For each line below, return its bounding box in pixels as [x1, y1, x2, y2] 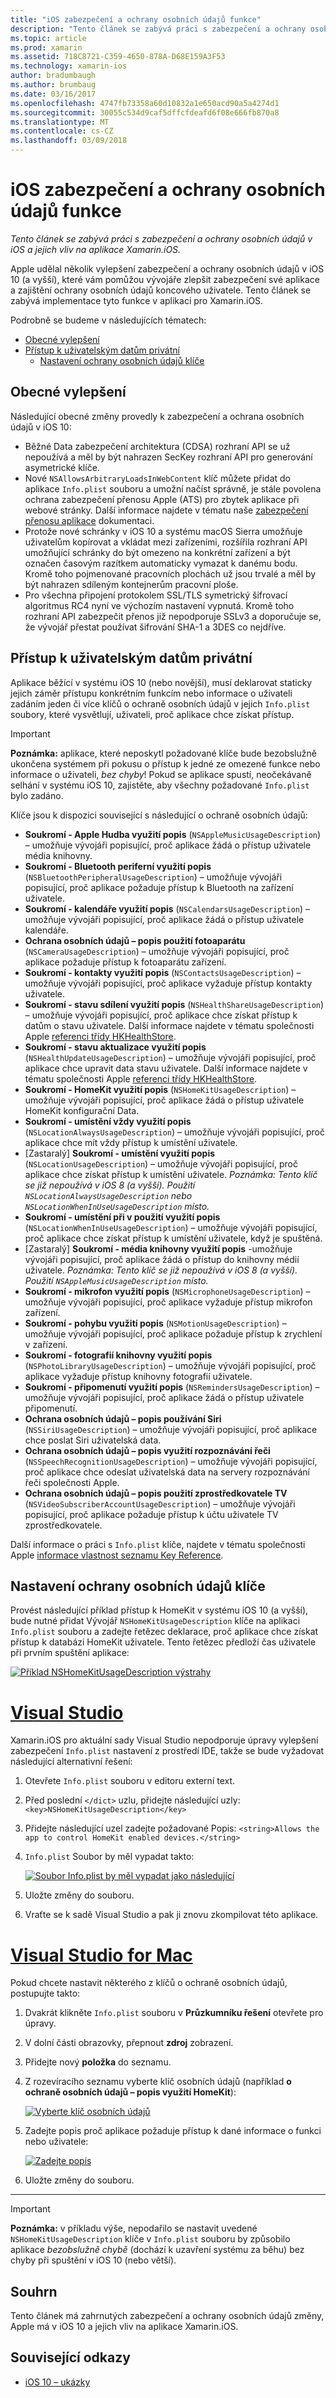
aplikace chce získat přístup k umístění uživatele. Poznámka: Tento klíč [24, 1168, 318, 1180]
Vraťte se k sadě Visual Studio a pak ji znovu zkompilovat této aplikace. [24, 1909, 319, 1921]
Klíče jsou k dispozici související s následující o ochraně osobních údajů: [10, 809, 308, 821]
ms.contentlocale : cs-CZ [10, 126, 114, 136]
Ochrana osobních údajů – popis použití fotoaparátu [24, 934, 246, 946]
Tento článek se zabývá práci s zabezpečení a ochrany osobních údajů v [10, 232, 313, 245]
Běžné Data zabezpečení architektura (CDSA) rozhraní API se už [24, 440, 291, 452]
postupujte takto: [10, 1987, 81, 2000]
